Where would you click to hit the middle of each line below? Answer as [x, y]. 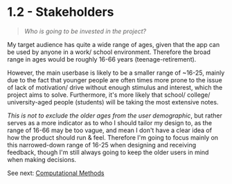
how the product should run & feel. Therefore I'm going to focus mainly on [113, 137]
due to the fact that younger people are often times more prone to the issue [115, 80]
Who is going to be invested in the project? [85, 31]
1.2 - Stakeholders [61, 12]
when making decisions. [42, 159]
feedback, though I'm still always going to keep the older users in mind [108, 152]
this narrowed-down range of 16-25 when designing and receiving [102, 145]
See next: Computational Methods [56, 173]
